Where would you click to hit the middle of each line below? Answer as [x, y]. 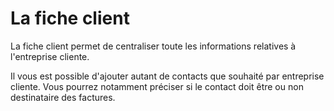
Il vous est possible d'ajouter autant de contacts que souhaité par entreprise [167, 76]
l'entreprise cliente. [50, 56]
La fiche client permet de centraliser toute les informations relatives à [153, 46]
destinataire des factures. [63, 97]
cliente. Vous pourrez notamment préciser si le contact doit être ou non [157, 86]
